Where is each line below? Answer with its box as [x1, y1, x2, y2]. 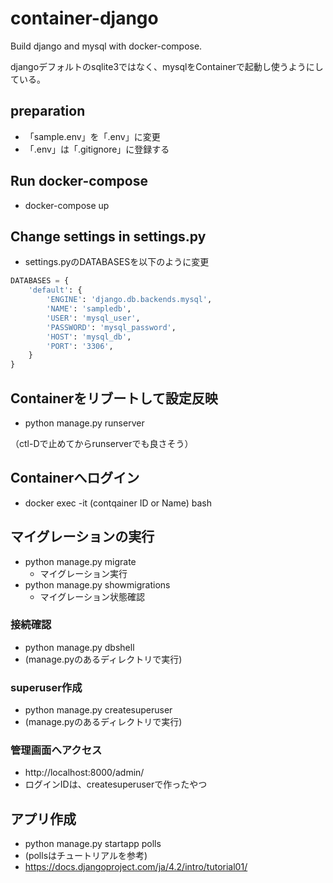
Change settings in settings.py [10, 228, 207, 245]
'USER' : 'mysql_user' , [46, 313, 141, 323]
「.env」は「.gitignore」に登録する [24, 143, 170, 155]
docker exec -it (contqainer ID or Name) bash [24, 497, 213, 509]
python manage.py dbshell [24, 641, 135, 653]
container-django [10, 7, 159, 30]
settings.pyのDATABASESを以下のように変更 [24, 256, 210, 268]
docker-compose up [24, 199, 110, 211]
